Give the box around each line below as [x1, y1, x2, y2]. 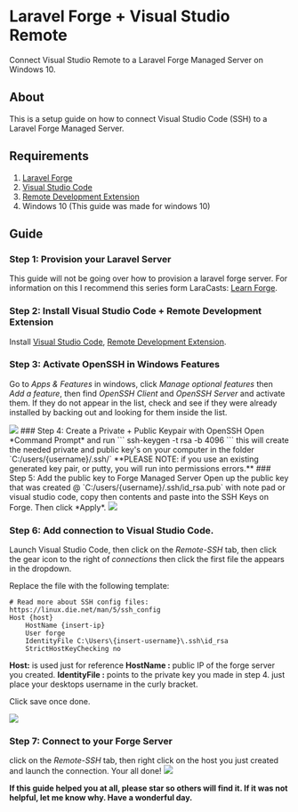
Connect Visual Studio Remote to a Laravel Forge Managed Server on [9, 54, 264, 65]
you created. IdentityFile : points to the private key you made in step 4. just [9, 670, 286, 680]
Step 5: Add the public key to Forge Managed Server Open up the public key [9, 472, 289, 483]
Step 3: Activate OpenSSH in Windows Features [9, 358, 221, 371]
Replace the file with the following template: [9, 581, 170, 591]
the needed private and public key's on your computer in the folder [9, 444, 255, 454]
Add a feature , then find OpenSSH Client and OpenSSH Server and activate [9, 388, 286, 398]
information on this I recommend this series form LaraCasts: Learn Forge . [9, 283, 278, 293]
